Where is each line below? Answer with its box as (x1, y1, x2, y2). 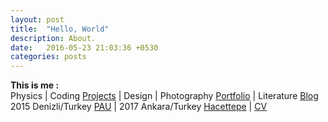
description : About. (10, 33, 97, 43)
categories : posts (10, 52, 87, 62)
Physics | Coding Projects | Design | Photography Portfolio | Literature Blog (10, 90, 319, 102)
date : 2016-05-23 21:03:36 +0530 (10, 42, 159, 53)
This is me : (10, 79, 60, 91)
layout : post (10, 14, 65, 25)
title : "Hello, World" (10, 24, 110, 34)
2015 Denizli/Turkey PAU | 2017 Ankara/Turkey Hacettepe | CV (10, 101, 268, 113)
